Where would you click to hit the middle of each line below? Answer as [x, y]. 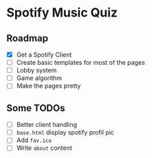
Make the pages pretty [48, 86]
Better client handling [46, 125]
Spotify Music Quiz [62, 13]
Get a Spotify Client [44, 55]
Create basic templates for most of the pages [80, 63]
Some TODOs [36, 108]
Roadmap [28, 38]
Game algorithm [39, 78]
